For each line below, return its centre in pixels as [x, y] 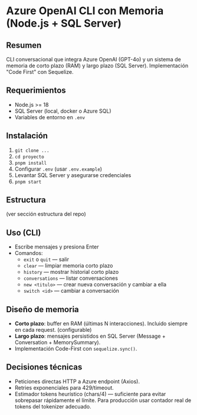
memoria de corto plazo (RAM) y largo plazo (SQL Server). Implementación [97, 66]
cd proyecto [29, 157]
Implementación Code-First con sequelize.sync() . [76, 349]
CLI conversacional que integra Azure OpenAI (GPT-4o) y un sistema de [93, 59]
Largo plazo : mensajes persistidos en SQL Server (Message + [90, 336]
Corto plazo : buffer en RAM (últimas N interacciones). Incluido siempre [101, 323]
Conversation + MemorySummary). [58, 342]
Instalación [27, 136]
